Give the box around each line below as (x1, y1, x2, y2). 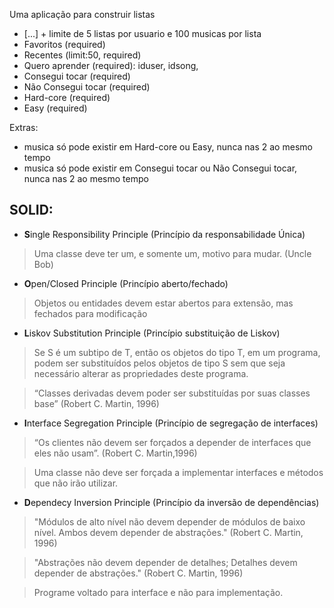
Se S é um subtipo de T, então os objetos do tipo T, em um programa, (33, 346, 321, 358)
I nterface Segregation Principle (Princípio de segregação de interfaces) (23, 417, 319, 429)
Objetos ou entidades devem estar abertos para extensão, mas (33, 297, 294, 309)
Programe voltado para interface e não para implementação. (33, 586, 284, 598)
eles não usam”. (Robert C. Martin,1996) (33, 447, 198, 459)
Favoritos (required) (23, 39, 106, 50)
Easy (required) (23, 102, 88, 114)
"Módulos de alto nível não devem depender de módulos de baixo (33, 515, 306, 528)
